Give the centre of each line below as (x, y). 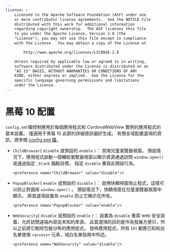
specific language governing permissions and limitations (77, 80)
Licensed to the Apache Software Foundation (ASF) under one (80, 15)
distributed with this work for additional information (75, 24)
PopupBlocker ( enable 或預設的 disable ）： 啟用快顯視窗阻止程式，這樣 (86, 183)
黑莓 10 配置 (30, 112)
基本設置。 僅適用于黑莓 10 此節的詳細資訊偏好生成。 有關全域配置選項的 (81, 133)
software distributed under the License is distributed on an (81, 66)
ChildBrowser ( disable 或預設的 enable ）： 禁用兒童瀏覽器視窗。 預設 (84, 150)
